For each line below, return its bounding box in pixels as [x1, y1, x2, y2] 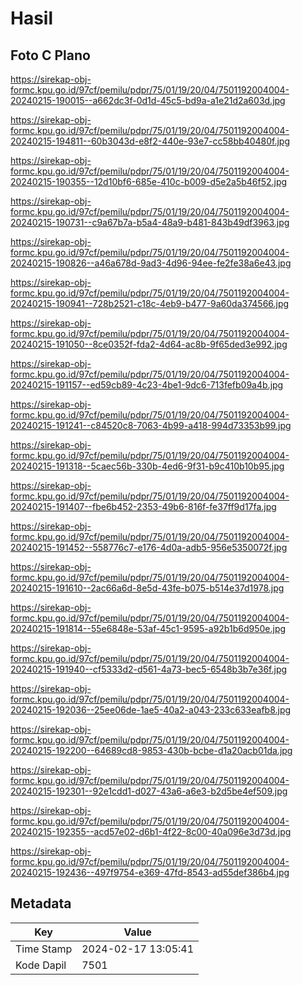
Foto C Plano [10, 47, 91, 64]
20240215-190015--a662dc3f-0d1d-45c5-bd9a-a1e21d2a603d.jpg [10, 95, 286, 106]
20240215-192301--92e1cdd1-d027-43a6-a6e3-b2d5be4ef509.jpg [10, 785, 288, 797]
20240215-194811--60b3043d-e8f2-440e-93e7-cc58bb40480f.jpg [10, 135, 291, 147]
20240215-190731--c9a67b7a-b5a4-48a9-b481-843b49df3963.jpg [10, 217, 290, 228]
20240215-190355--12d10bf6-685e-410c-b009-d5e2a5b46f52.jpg [10, 176, 288, 187]
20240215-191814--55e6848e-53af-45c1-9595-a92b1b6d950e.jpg [10, 623, 287, 634]
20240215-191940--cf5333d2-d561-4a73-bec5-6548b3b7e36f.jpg [10, 663, 288, 675]
